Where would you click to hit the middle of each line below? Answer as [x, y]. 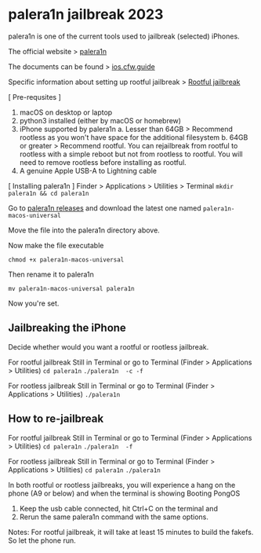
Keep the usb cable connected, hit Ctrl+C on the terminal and [118, 508]
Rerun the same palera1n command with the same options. [114, 517]
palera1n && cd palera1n [49, 193]
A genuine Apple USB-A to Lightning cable [88, 170]
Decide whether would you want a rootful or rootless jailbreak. [109, 346]
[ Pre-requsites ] [34, 97]
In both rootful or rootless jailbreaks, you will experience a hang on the [122, 485]
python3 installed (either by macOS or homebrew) [100, 120]
